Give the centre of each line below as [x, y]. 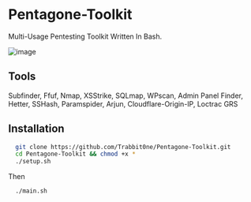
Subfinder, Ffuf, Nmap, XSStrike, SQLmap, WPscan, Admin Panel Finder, [126, 95]
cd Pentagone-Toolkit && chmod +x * [75, 154]
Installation [36, 129]
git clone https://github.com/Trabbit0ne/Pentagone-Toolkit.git [123, 147]
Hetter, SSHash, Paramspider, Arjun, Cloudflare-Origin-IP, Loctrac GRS [123, 103]
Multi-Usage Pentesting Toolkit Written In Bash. [85, 36]
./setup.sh [33, 162]
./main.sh [31, 191]
